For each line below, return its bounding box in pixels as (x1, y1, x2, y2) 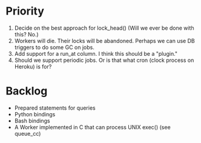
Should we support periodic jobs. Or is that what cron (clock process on (14, 56, 194, 64)
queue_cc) (14, 130, 41, 137)
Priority (5, 4, 45, 18)
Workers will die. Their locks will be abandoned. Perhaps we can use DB (14, 37, 195, 44)
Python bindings (14, 110, 56, 118)
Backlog (5, 84, 48, 98)
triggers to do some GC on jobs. (14, 44, 94, 51)
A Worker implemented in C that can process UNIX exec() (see (14, 123, 171, 131)
